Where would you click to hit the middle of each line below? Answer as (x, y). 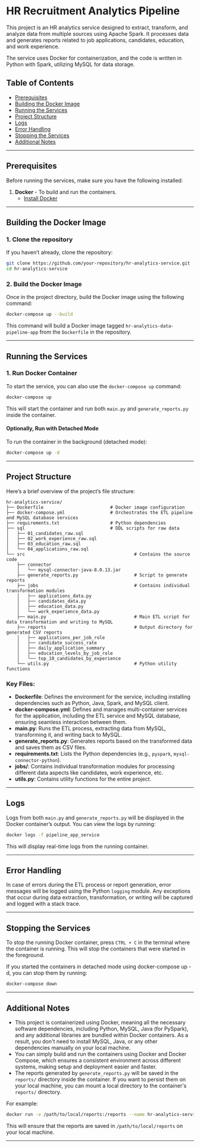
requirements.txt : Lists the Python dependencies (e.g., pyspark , (93, 753)
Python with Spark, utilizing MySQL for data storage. (71, 64)
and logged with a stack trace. (43, 904)
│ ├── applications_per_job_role (61, 638)
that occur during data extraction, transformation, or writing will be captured (100, 897)
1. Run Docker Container (42, 373)
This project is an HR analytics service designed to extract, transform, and (97, 27)
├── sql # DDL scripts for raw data (93, 528)
